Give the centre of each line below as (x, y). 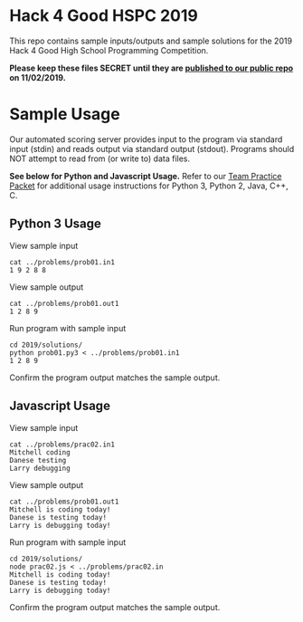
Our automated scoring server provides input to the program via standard (146, 139)
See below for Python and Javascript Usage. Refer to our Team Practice (146, 176)
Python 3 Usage (55, 224)
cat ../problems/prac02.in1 (62, 445)
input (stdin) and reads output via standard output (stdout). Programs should (152, 148)
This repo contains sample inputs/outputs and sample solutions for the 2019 (151, 41)
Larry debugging (40, 468)
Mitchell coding (40, 452)
